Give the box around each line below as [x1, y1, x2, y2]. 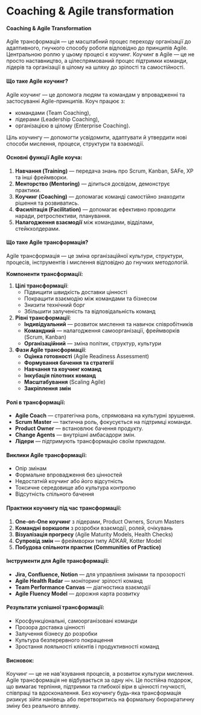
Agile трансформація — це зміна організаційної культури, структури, [6, 252, 184, 259]
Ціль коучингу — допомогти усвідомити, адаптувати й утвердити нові [6, 133, 187, 141]
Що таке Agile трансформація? [6, 239, 89, 246]
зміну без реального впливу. [6, 702, 80, 710]
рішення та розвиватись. [14, 199, 80, 207]
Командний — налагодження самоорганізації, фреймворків [24, 327, 180, 334]
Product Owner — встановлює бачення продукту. [14, 425, 144, 432]
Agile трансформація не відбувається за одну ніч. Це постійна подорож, [6, 676, 193, 684]
